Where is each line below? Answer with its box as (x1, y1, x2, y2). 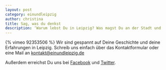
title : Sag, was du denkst (5, 21, 61, 26)
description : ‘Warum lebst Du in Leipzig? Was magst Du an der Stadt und (5, 26, 162, 31)
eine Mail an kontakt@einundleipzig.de (5, 50, 84, 56)
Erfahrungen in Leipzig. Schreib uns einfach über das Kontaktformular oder (5, 45, 159, 51)
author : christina (5, 16, 43, 21)
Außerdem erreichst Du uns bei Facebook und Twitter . (5, 60, 116, 66)
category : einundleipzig (5, 12, 57, 17)
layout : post (5, 7, 32, 12)
